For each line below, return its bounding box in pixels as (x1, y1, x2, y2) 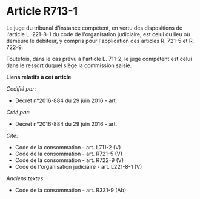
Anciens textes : (6, 174, 45, 182)
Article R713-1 (6, 4, 78, 18)
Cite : (6, 132, 18, 139)
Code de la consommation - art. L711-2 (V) (15, 143, 121, 151)
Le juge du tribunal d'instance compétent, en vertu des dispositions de (6, 24, 183, 31)
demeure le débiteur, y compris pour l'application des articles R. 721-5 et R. (6, 37, 195, 44)
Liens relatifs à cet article (6, 73, 72, 80)
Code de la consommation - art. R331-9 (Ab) (15, 186, 127, 194)
